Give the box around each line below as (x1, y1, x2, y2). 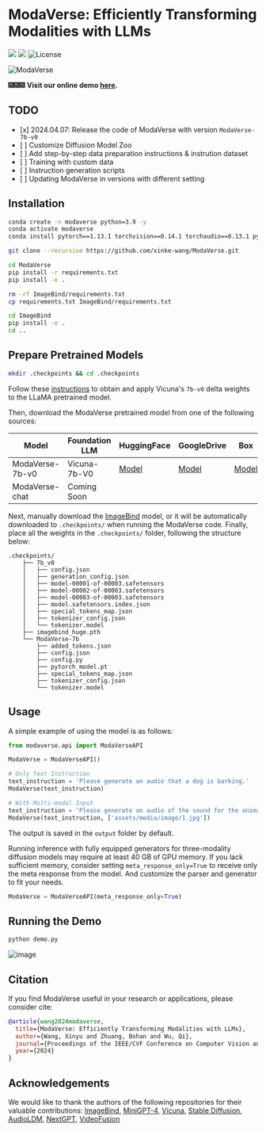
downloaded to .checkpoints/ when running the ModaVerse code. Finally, (8, 519, 249, 529)
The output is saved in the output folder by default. (8, 828, 174, 838)
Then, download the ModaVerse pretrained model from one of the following (8, 407, 255, 417)
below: (8, 537, 30, 546)
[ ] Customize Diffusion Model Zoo (19, 140, 132, 150)
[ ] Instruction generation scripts (19, 165, 125, 175)
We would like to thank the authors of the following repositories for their (8, 1098, 242, 1106)
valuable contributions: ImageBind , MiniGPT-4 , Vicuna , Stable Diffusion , (8, 1106, 243, 1115)
